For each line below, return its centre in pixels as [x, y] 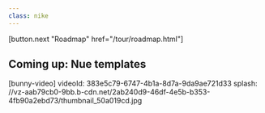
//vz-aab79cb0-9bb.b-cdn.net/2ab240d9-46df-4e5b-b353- [109, 92]
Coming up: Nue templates [77, 64]
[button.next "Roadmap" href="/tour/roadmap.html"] [96, 39]
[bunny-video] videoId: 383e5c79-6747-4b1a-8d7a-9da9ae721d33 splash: [133, 84]
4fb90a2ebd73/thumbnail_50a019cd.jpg [75, 101]
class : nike [28, 16]
